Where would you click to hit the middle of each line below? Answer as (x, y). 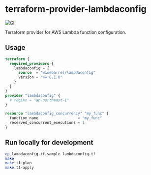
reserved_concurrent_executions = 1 (47, 123)
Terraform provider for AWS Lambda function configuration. (66, 32)
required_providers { (32, 63)
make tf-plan (18, 163)
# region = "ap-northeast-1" (39, 100)
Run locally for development (49, 143)
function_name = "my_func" (56, 118)
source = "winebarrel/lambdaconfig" (57, 73)
